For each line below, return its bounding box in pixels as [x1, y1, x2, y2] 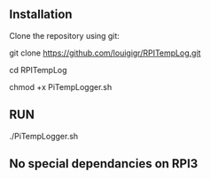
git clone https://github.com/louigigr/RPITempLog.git [9, 48, 201, 58]
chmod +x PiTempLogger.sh [9, 81, 113, 92]
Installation [9, 7, 73, 22]
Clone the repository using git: [9, 30, 120, 41]
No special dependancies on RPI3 [9, 156, 198, 171]
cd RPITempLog [9, 64, 68, 75]
